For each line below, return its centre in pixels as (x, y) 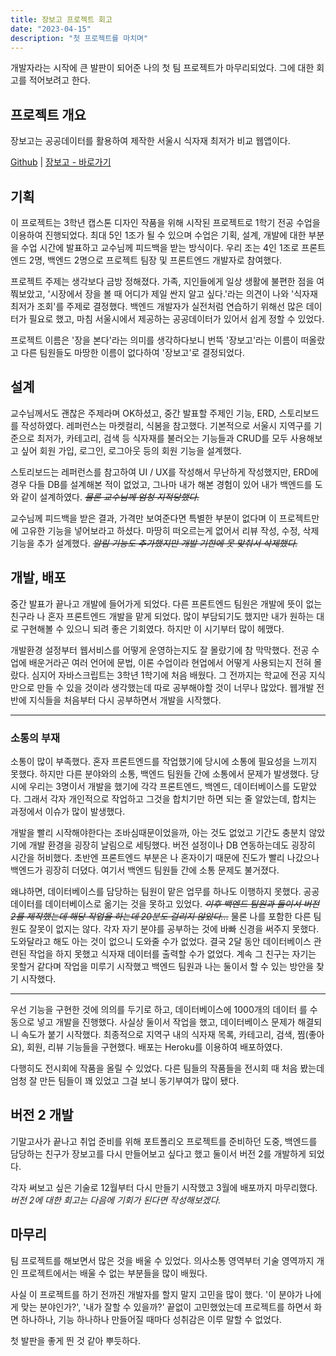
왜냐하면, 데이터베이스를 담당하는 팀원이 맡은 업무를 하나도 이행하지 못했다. (156, 891)
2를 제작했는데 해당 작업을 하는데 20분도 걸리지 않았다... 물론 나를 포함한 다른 (161, 916)
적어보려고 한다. (59, 80)
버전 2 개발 (42, 1115)
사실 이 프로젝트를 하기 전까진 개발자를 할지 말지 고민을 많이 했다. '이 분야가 (156, 1294)
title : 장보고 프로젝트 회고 (61, 19)
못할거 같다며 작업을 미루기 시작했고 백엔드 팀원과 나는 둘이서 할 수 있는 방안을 (162, 966)
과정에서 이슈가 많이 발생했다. (68, 811)
